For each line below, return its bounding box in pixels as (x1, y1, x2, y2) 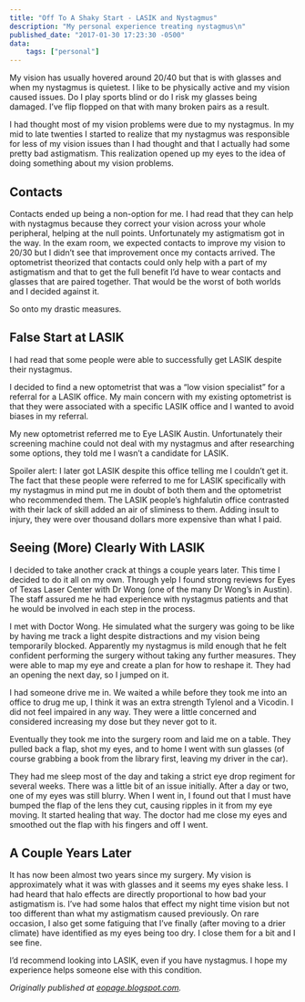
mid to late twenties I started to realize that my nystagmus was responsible (9, 129, 290, 139)
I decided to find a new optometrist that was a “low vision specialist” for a (9, 381, 285, 392)
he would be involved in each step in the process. (9, 603, 196, 614)
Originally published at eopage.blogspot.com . (9, 982, 182, 994)
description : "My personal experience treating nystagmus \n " (9, 22, 247, 31)
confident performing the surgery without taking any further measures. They (9, 649, 297, 661)
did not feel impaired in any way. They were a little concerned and (9, 706, 257, 717)
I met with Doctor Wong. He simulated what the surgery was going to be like (9, 621, 295, 632)
